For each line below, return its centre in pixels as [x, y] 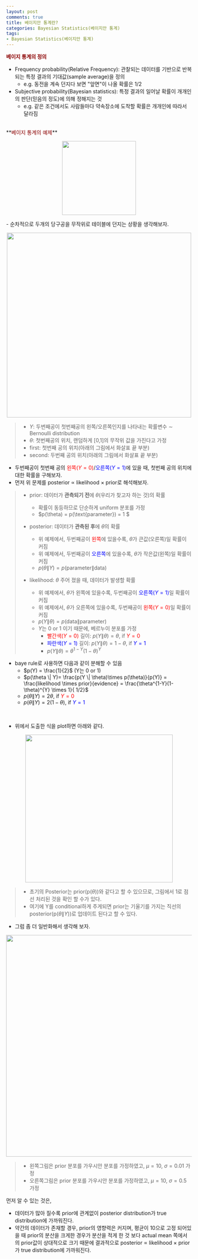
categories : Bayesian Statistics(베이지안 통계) [63, 28]
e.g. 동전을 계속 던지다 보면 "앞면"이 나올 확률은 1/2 [83, 84]
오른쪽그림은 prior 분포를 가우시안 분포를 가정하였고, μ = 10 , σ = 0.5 [108, 1180]
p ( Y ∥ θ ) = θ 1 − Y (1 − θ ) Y [74, 650]
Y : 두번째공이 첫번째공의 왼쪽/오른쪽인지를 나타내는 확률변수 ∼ [101, 427]
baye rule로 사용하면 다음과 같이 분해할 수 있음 [68, 663]
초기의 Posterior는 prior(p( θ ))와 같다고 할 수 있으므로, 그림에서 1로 [106, 891]
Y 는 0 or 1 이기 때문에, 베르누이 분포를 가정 [87, 628]
